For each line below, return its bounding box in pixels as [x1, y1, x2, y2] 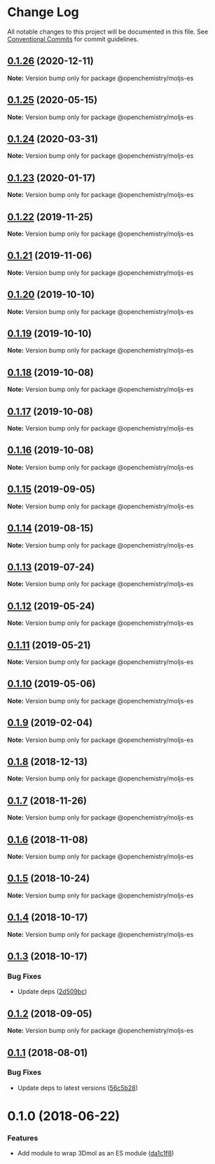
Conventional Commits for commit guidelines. [7, 34, 139, 43]
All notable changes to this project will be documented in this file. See [7, 27, 209, 36]
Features [7, 1133, 39, 1143]
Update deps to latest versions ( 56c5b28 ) [17, 1083, 139, 1092]
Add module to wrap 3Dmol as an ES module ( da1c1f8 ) [17, 1149, 174, 1158]
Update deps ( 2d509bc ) [17, 987, 88, 996]
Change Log [7, 4, 79, 20]
